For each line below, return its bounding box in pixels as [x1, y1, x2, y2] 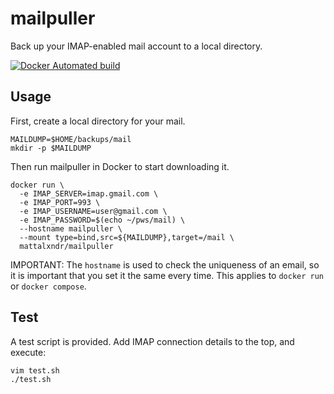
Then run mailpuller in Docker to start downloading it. [10, 160, 230, 172]
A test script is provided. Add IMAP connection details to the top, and [10, 335, 295, 347]
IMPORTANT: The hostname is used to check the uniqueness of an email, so [10, 258, 320, 271]
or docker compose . [10, 280, 87, 292]
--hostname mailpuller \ [19, 223, 123, 234]
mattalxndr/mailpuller [19, 241, 114, 251]
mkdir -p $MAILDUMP [10, 143, 92, 153]
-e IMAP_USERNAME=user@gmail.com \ [19, 206, 168, 216]
